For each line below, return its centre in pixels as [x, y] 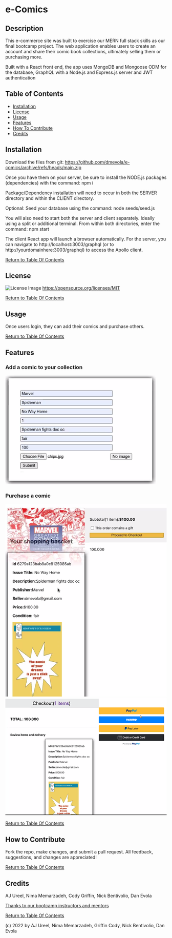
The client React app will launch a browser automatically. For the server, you [86, 239]
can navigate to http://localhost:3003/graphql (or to [60, 244]
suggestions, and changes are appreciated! [51, 858]
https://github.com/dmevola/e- [97, 162]
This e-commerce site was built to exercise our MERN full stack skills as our [85, 40]
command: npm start [27, 229]
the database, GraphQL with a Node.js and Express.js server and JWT [79, 72]
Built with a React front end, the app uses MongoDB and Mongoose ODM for [86, 67]
